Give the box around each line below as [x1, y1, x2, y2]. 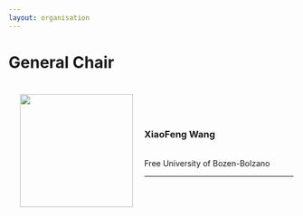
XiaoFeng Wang [144, 127, 216, 140]
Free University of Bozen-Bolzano [144, 158, 270, 169]
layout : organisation [8, 13, 90, 23]
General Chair [8, 52, 115, 72]
